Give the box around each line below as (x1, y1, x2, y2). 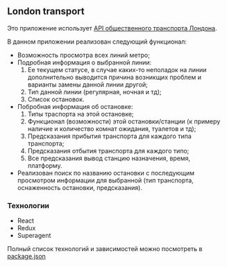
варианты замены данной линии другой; (27, 80, 148, 89)
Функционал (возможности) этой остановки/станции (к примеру (27, 117, 221, 126)
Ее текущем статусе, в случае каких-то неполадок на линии (27, 65, 207, 74)
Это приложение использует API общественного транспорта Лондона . (7, 24, 217, 32)
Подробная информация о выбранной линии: (17, 58, 152, 67)
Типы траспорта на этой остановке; (27, 110, 134, 118)
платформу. (27, 161, 62, 169)
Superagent (17, 232, 51, 240)
